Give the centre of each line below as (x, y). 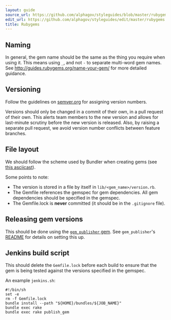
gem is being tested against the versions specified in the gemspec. (76, 270)
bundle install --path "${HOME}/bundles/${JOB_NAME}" (64, 303)
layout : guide (20, 10)
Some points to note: (27, 177)
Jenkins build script (37, 253)
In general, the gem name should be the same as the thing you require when (85, 57)
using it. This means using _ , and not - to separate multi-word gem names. (83, 63)
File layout (22, 149)
